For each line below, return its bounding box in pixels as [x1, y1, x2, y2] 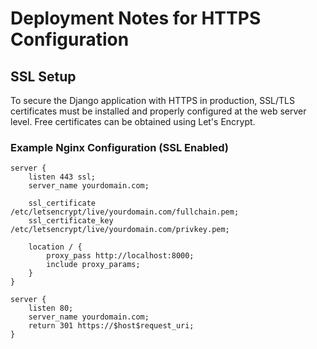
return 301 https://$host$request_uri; [28, 321, 195, 331]
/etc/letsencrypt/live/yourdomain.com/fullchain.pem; [10, 207, 240, 217]
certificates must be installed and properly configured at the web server [10, 105, 307, 117]
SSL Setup [10, 68, 77, 85]
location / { [28, 242, 83, 252]
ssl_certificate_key [28, 216, 114, 226]
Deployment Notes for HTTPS [10, 7, 262, 30]
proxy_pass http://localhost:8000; [46, 251, 195, 261]
